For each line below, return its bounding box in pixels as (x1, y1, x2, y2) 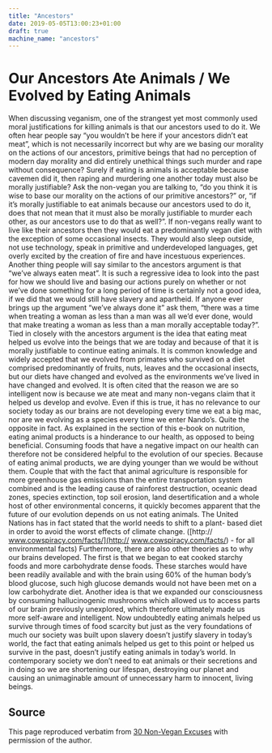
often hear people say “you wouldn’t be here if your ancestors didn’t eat (8, 130, 249, 140)
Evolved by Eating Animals (8, 87, 192, 105)
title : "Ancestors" (8, 11, 74, 20)
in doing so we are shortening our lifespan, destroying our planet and (8, 665, 239, 674)
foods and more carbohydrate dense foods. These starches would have (8, 561, 248, 571)
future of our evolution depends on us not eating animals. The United (8, 510, 239, 520)
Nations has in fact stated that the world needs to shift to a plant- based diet (8, 518, 263, 528)
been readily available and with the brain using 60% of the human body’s (8, 570, 252, 580)
